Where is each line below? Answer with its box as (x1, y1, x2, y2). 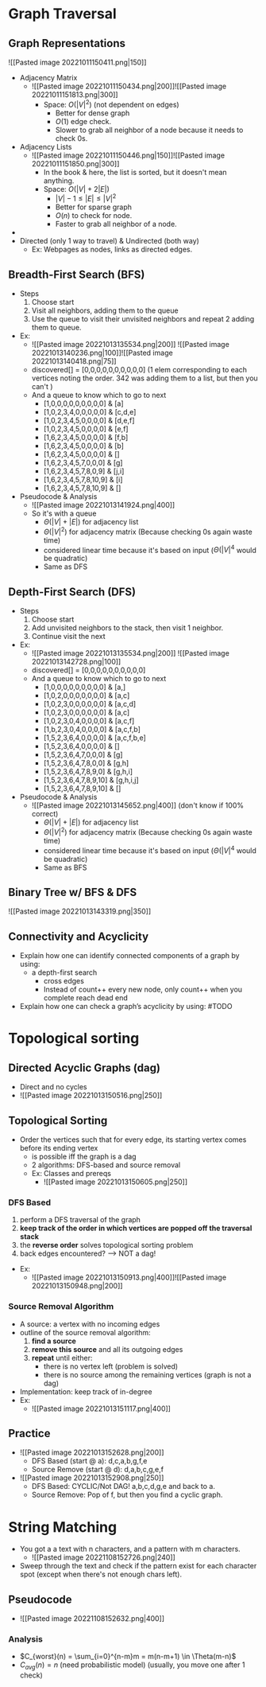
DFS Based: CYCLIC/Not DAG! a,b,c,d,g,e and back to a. (31, 1482, 216, 1491)
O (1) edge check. (55, 116, 112, 126)
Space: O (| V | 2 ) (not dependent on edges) (43, 99, 180, 109)
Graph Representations (8, 37, 125, 50)
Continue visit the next (31, 632, 106, 641)
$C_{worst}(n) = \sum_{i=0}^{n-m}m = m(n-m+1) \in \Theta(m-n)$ (19, 1652, 237, 1662)
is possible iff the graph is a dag (31, 1151, 137, 1161)
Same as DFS (43, 562, 88, 571)
